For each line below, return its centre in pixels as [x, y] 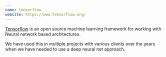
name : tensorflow [23, 10]
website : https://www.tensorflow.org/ [45, 14]
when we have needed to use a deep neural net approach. [65, 49]
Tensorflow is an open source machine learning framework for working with [83, 28]
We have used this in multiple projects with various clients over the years [80, 43]
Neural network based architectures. [43, 34]
